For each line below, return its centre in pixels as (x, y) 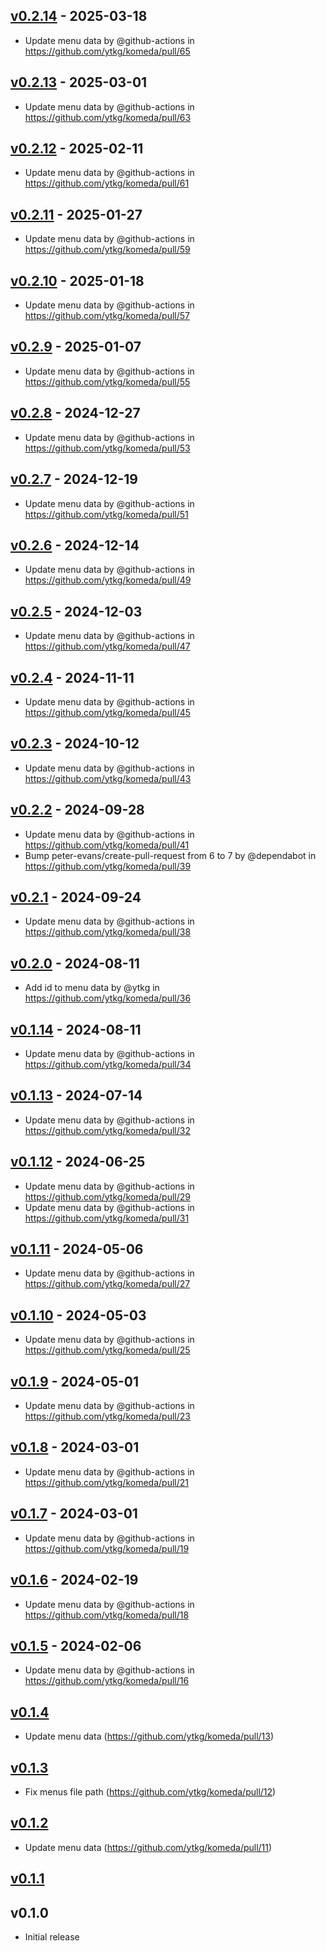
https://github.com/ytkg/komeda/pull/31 (107, 1218)
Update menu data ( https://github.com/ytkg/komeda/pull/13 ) (149, 1736)
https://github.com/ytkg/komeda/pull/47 (107, 646)
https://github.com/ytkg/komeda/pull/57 (107, 316)
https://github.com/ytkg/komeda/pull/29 (107, 1196)
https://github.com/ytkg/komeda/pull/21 (106, 1482)
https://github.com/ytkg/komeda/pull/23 (107, 1416)
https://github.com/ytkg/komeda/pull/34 (108, 1064)
